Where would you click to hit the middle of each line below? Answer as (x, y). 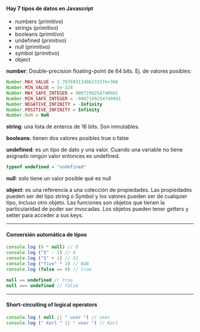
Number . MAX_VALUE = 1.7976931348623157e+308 (62, 82)
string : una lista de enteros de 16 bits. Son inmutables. (73, 127)
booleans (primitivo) (39, 34)
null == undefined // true (40, 280)
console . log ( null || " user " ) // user (58, 317)
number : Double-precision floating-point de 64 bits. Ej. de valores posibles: (99, 71)
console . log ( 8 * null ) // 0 (42, 247)
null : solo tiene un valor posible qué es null (59, 178)
